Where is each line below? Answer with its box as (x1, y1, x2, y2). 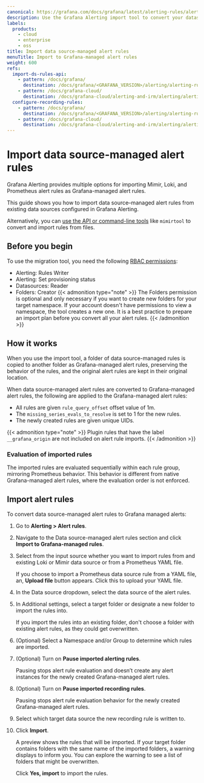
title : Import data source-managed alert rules (7, 49, 130, 55)
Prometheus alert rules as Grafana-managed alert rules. (7, 188, 146, 195)
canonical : (7, 8, 35, 15)
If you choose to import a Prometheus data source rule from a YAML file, (15, 570, 197, 577)
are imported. (15, 643, 50, 650)
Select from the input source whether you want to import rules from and (15, 552, 196, 559)
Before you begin (7, 241, 73, 252)
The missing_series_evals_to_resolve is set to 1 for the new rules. (15, 410, 181, 418)
